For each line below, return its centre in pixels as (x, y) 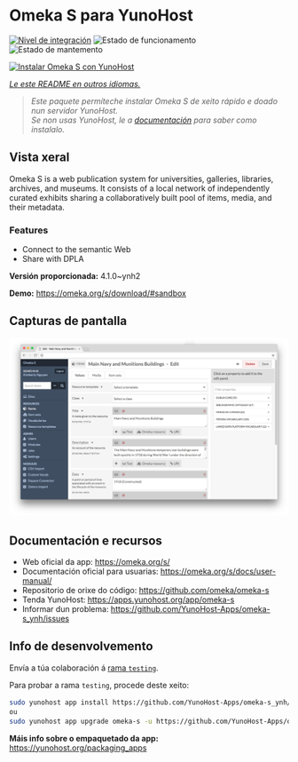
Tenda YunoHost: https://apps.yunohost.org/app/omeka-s (128, 599)
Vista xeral (39, 158)
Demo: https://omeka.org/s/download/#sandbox (98, 293)
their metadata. (37, 207)
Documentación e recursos (86, 540)
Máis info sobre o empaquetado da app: (84, 738)
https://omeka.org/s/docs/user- (218, 571)
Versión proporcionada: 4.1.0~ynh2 (75, 276)
